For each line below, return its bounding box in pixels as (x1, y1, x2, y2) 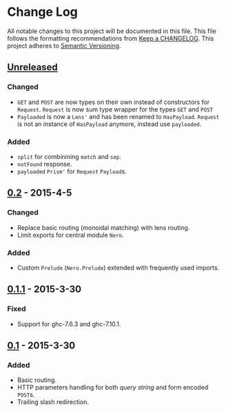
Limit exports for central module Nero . (17, 231, 124, 239)
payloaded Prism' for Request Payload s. (17, 167, 127, 176)
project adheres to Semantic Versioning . (7, 41, 121, 50)
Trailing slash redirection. (17, 398, 90, 406)
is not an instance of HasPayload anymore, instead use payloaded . (17, 120, 202, 128)
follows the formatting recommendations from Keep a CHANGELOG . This (7, 34, 214, 42)
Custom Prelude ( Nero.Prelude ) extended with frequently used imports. (17, 263, 220, 272)
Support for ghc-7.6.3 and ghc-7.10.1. (17, 319, 121, 328)
